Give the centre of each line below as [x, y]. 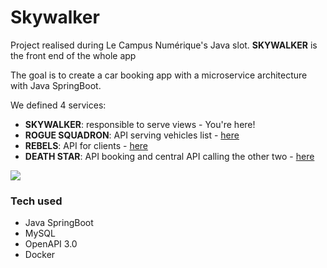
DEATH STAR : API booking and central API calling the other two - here [169, 156]
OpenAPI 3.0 [51, 244]
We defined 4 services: [58, 105]
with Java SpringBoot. [56, 85]
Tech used [36, 201]
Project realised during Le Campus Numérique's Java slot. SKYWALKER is [164, 45]
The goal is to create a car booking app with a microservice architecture [159, 75]
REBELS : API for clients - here [86, 145]
